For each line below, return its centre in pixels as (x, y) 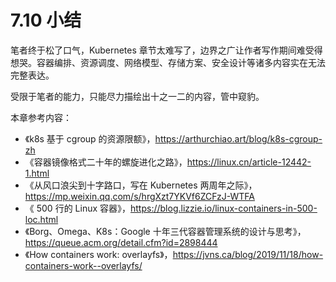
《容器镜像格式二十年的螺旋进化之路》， (106, 162)
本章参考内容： (41, 117)
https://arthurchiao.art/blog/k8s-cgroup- (238, 138)
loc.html (41, 219)
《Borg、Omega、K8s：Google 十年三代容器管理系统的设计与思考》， (165, 231)
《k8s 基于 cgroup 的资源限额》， (90, 138)
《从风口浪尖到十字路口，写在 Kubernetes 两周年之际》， (141, 185)
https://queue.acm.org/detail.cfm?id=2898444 (121, 242)
